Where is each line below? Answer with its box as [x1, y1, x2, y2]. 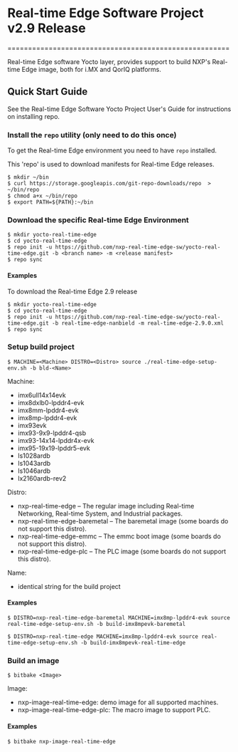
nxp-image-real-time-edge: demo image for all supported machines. [17, 698, 219, 706]
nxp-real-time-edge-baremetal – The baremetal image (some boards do [17, 516, 229, 525]
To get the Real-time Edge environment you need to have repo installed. [7, 146, 217, 155]
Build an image [7, 655, 60, 665]
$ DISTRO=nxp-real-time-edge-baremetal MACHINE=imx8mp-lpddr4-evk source [7, 615, 231, 622]
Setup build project [7, 342, 75, 352]
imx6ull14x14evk [17, 390, 66, 399]
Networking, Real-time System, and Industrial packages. [17, 509, 183, 518]
